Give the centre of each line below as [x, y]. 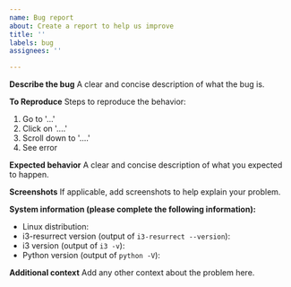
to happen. [29, 175]
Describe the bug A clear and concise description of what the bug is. [137, 84]
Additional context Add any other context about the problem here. [132, 273]
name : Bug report [42, 17]
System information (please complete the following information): [133, 209]
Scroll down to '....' [56, 138]
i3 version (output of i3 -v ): [73, 246]
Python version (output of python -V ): [91, 256]
